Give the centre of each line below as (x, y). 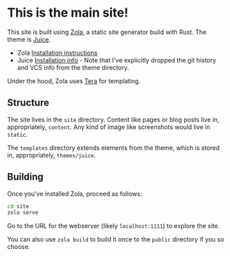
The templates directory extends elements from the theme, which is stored (113, 148)
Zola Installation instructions (57, 53)
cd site (18, 206)
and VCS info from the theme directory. (73, 67)
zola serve (23, 213)
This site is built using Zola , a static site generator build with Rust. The (107, 32)
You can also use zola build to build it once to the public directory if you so (116, 239)
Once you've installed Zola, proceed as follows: (75, 194)
